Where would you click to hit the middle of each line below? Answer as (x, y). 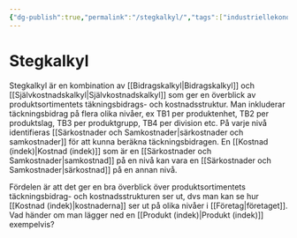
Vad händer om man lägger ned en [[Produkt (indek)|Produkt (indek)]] (137, 215)
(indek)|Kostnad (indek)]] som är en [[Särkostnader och (110, 151)
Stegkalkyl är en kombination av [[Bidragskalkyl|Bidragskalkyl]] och (132, 86)
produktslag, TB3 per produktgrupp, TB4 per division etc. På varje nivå (138, 123)
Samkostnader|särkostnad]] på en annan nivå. (93, 169)
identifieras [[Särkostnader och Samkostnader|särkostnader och (126, 132)
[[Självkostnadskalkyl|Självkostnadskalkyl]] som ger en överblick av (133, 94)
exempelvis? (32, 224)
